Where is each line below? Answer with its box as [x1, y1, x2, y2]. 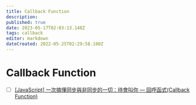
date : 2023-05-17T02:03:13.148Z [6, 24, 85, 31]
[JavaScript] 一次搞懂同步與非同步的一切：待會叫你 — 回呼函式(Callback [14, 86, 190, 93]
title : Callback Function [6, 8, 69, 15]
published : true [6, 19, 46, 25]
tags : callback [6, 30, 43, 36]
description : [6, 14, 38, 20]
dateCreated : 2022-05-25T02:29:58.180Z [6, 41, 104, 47]
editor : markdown [6, 36, 49, 41]
